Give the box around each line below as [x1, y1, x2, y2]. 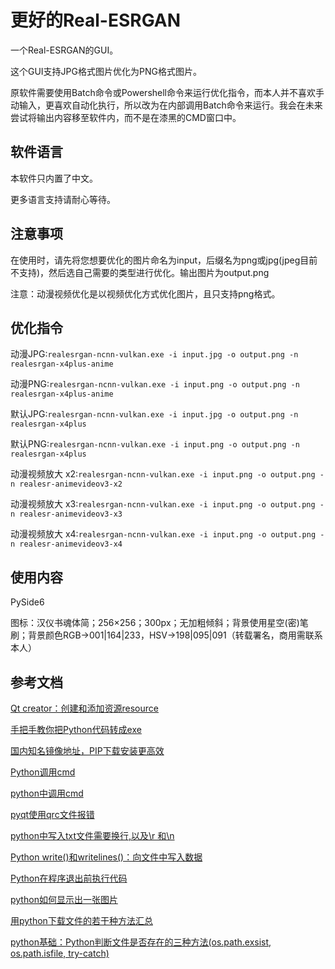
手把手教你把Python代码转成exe [10, 724, 142, 735]
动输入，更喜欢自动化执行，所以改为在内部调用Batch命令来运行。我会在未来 [10, 99, 323, 111]
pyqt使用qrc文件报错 [10, 809, 95, 820]
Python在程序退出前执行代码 [10, 872, 128, 884]
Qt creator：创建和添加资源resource [10, 702, 159, 714]
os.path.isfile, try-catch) [10, 947, 110, 959]
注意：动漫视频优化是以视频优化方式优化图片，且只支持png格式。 [10, 287, 281, 300]
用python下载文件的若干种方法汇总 [10, 915, 153, 926]
